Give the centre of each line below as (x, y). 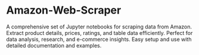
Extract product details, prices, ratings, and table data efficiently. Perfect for (99, 33)
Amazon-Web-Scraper (64, 10)
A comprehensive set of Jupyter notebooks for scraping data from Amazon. (99, 27)
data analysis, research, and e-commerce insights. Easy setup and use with (99, 39)
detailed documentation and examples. (54, 46)
